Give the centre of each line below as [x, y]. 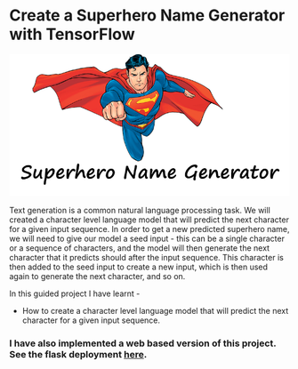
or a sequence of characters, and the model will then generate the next [139, 248]
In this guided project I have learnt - [75, 293]
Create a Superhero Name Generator [147, 16]
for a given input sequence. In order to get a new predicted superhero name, [150, 229]
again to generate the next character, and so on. [97, 277]
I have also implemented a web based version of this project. [143, 343]
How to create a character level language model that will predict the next [155, 311]
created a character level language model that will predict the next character [149, 220]
